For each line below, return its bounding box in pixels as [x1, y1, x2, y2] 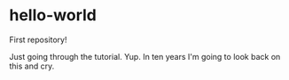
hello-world [9, 5, 98, 25]
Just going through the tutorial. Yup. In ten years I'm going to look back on [9, 51, 281, 62]
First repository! [9, 34, 68, 45]
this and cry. [9, 61, 55, 71]
